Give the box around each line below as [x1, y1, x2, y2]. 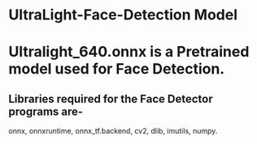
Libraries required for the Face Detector [8, 91, 213, 106]
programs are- [8, 104, 84, 118]
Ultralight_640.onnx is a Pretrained [8, 43, 250, 61]
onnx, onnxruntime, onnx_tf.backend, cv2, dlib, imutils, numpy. [8, 126, 218, 136]
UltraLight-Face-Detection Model [8, 6, 238, 24]
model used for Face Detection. [8, 60, 225, 78]
